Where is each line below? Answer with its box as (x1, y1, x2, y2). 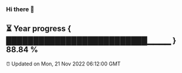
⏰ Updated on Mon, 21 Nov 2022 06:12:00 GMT (6, 60, 121, 67)
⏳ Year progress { (6, 24, 72, 34)
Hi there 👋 (6, 5, 35, 13)
